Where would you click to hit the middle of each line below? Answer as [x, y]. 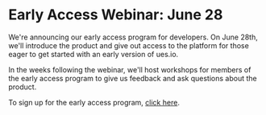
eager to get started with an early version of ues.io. [94, 54]
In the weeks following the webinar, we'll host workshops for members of [130, 69]
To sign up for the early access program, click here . [94, 102]
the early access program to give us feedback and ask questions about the [133, 78]
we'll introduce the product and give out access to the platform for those [129, 45]
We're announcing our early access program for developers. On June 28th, [133, 37]
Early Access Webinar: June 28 [116, 15]
